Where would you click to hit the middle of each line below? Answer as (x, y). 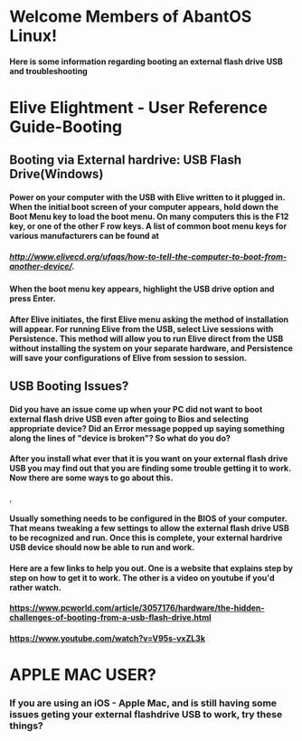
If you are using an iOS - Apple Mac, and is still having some (143, 703)
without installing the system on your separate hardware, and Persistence (151, 348)
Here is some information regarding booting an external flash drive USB (146, 62)
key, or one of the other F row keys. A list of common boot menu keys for (148, 226)
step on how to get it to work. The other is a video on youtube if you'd (142, 577)
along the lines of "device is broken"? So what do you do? (120, 438)
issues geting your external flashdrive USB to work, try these (146, 715)
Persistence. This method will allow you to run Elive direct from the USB (146, 338)
